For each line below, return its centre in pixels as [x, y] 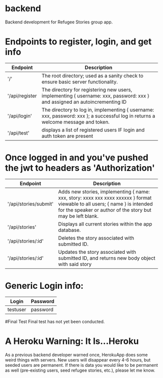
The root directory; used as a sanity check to [92, 76]
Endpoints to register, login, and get [78, 42]
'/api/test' [18, 133]
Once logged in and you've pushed [77, 158]
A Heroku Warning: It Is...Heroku [72, 341]
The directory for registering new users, [87, 90]
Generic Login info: [44, 286]
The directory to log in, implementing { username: [98, 110]
